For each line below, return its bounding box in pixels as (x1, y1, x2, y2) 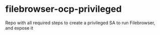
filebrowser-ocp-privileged (5, 3, 122, 15)
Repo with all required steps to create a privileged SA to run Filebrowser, (5, 20, 155, 26)
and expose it (5, 25, 34, 31)
